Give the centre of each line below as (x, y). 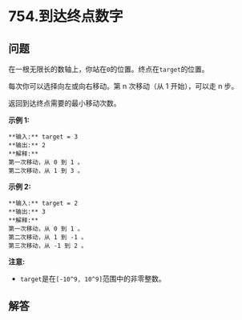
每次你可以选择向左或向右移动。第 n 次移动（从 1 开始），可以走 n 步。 (123, 86)
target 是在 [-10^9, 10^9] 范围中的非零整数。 (93, 278)
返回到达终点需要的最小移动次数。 (65, 103)
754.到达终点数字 (66, 16)
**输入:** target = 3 (43, 137)
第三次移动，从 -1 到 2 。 (48, 246)
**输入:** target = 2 (43, 203)
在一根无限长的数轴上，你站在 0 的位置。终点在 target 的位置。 (109, 69)
